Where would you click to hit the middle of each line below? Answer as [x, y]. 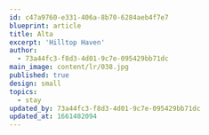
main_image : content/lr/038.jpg [69, 67]
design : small [36, 83]
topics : [24, 91]
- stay [29, 100]
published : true [39, 75]
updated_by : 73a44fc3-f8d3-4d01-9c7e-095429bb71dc [105, 108]
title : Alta [31, 34]
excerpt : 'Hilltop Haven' [57, 42]
